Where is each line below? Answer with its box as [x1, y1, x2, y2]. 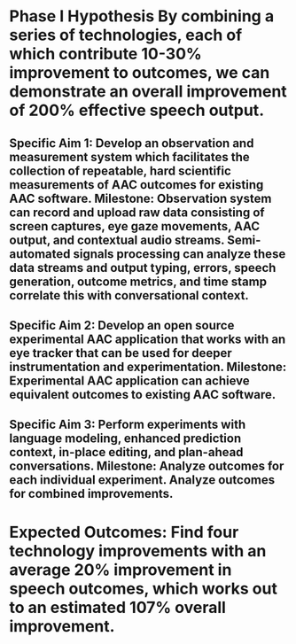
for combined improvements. [9, 486, 174, 501]
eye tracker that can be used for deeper [9, 345, 232, 361]
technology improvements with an [9, 540, 267, 561]
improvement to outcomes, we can [9, 63, 270, 83]
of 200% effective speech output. [9, 100, 264, 120]
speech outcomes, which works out [9, 578, 277, 599]
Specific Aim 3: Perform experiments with [9, 417, 246, 432]
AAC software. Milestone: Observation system [9, 190, 272, 206]
